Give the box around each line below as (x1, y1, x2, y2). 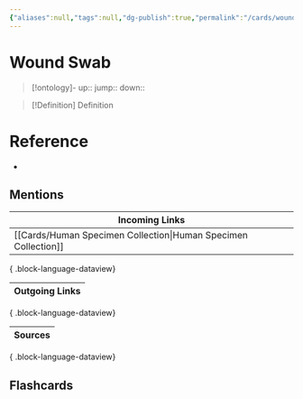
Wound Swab (9, 51, 111, 72)
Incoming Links (117, 214, 186, 227)
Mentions (9, 187, 65, 202)
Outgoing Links (14, 285, 81, 298)
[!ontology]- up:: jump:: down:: (31, 82, 146, 93)
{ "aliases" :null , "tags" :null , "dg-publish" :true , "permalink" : (9, 13, 244, 23)
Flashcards (9, 377, 74, 393)
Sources (14, 329, 51, 341)
